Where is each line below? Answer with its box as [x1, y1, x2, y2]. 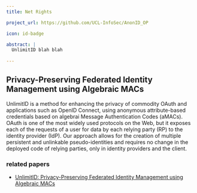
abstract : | [6, 41, 36, 47]
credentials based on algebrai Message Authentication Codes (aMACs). [6, 112, 183, 120]
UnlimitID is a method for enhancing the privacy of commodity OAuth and [6, 100, 187, 107]
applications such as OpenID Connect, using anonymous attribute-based [6, 106, 186, 114]
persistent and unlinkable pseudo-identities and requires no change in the [6, 138, 189, 146]
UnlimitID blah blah [11, 47, 63, 53]
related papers [6, 160, 50, 168]
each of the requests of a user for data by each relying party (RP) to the [6, 126, 183, 133]
